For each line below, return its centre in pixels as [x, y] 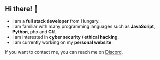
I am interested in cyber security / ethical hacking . [65, 37]
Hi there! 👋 [22, 9]
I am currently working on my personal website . [62, 42]
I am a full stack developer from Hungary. [56, 21]
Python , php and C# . [34, 32]
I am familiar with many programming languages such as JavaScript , [84, 26]
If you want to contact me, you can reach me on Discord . [64, 52]
